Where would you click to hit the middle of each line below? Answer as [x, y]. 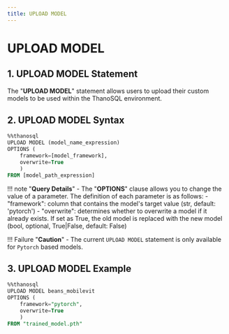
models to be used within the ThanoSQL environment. [85, 98]
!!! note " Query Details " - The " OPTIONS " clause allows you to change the [114, 189]
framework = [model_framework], [64, 156]
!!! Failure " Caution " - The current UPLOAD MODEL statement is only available [114, 239]
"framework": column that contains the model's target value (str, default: [112, 203]
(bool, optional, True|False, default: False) [67, 226]
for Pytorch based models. [45, 247]
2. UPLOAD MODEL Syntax [66, 121]
